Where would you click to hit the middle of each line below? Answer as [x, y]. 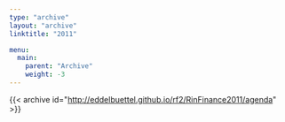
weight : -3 [45, 75]
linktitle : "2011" [43, 34]
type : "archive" [39, 17]
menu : [19, 50]
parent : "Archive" [59, 66]
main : [28, 58]
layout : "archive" [43, 26]
